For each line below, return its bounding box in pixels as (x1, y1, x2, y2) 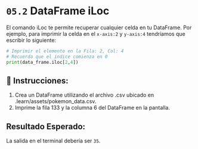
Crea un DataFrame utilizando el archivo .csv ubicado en (14, 91, 154, 99)
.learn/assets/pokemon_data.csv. (14, 98, 97, 105)
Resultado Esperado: (6, 121, 85, 132)
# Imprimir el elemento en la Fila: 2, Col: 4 (6, 48, 124, 54)
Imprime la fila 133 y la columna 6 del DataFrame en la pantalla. (14, 104, 170, 111)
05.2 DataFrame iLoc (6, 4, 110, 18)
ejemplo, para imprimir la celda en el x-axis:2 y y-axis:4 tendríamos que (6, 30, 186, 37)
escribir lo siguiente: (6, 36, 57, 44)
